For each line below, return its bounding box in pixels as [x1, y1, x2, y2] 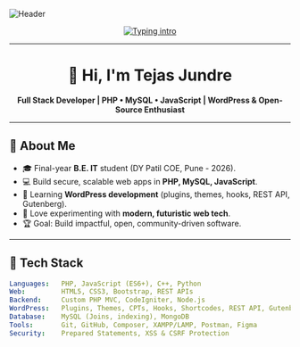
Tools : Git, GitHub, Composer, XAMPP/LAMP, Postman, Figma [9, 320, 257, 329]
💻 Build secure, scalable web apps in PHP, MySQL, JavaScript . [21, 176, 258, 186]
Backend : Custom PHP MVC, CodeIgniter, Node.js [9, 295, 205, 305]
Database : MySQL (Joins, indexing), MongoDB [9, 312, 190, 321]
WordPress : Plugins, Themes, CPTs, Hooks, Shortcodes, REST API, [9, 304, 266, 313]
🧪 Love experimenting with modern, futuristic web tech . [21, 208, 230, 219]
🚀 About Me [9, 138, 76, 153]
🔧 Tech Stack [9, 255, 84, 271]
